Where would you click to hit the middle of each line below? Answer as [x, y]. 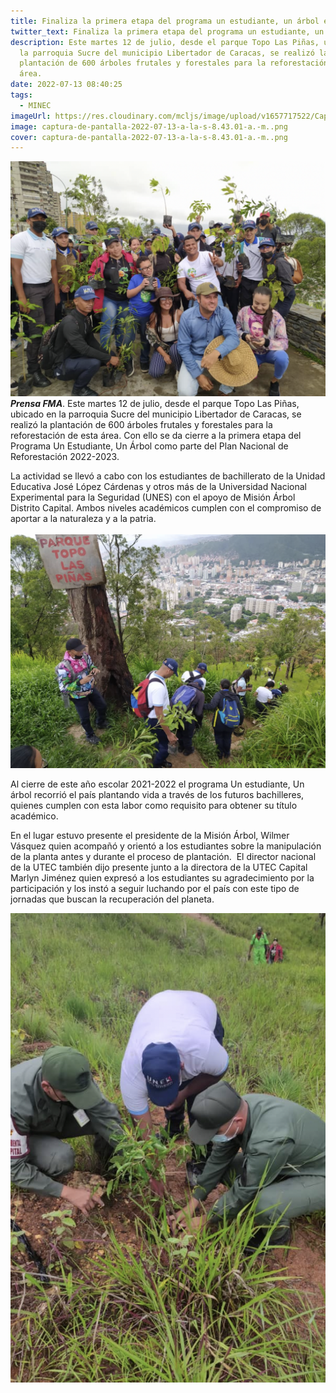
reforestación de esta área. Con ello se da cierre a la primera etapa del [156, 436]
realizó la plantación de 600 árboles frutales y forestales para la [141, 425]
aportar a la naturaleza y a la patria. [83, 519]
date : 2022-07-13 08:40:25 [66, 85]
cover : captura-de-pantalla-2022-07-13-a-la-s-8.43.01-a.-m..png [149, 137]
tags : [21, 95]
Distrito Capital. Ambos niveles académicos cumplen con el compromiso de [166, 508]
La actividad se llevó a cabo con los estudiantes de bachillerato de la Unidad [168, 476]
